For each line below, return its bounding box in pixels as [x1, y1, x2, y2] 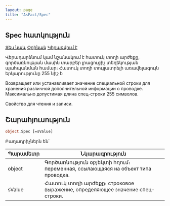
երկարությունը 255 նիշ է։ [5, 71, 64, 77]
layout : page [5, 7, 33, 13]
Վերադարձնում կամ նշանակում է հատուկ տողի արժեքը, [5, 54, 140, 60]
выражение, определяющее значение [45, 186, 139, 193]
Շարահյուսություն [5, 115, 70, 124]
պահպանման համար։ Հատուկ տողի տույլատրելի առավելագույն [5, 65, 159, 71]
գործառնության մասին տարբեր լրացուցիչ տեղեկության [5, 59, 139, 66]
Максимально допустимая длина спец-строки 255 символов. [5, 91, 139, 97]
